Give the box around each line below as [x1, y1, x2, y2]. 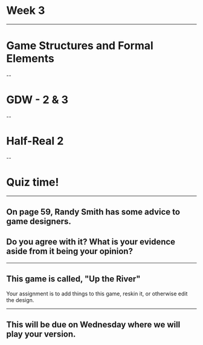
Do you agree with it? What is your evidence [6, 237, 176, 247]
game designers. [6, 216, 71, 227]
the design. [6, 296, 34, 303]
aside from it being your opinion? [6, 246, 133, 257]
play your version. [6, 329, 76, 340]
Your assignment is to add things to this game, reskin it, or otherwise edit [6, 290, 188, 297]
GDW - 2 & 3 [6, 93, 68, 107]
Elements [6, 52, 54, 65]
